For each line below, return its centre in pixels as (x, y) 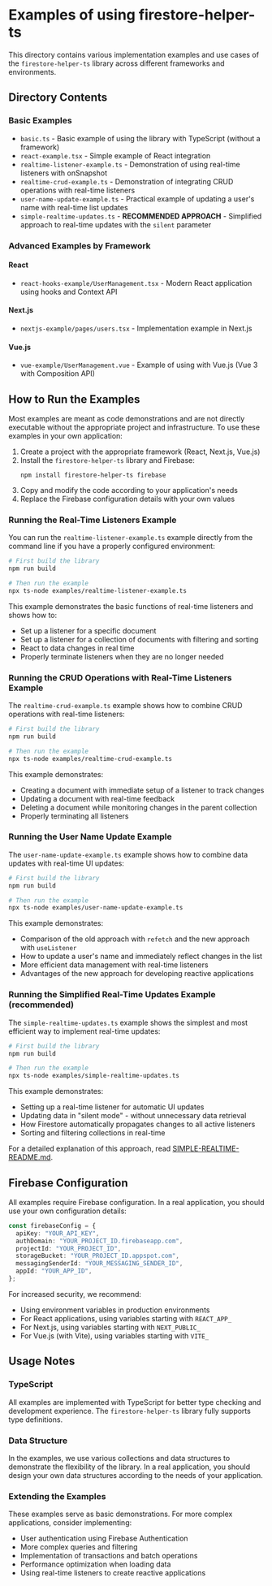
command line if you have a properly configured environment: (112, 547)
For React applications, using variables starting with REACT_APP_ (126, 1318)
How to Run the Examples (74, 399)
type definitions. (36, 1420)
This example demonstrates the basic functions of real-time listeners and (131, 606)
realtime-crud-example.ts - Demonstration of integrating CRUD (127, 181)
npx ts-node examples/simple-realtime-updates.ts (94, 1076)
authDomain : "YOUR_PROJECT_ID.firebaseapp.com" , (99, 1241)
